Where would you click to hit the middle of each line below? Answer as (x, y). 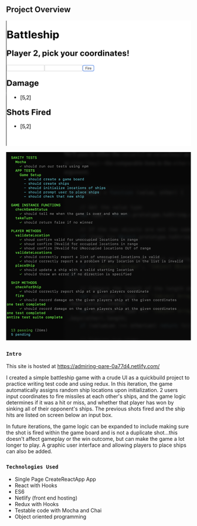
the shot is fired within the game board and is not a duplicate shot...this (92, 433)
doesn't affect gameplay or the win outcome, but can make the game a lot (95, 439)
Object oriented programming (50, 517)
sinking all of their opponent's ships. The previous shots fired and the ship (96, 409)
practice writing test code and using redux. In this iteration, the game (89, 384)
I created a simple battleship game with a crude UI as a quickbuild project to (98, 377)
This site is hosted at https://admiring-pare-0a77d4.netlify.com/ (83, 366)
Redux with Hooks (37, 504)
